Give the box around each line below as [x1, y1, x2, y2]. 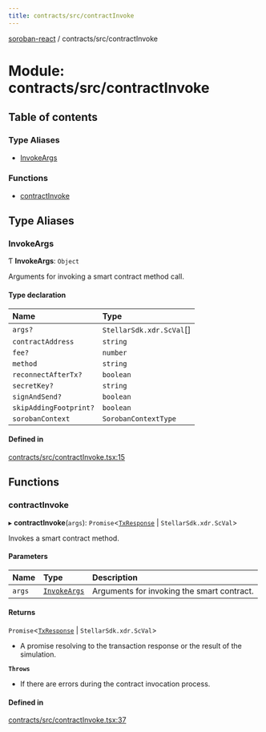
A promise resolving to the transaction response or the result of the [19, 641, 242, 650]
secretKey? [12, 381, 54, 390]
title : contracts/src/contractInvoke [8, 11, 135, 20]
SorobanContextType [102, 414, 177, 423]
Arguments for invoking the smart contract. [91, 585, 254, 597]
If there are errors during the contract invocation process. [19, 678, 211, 689]
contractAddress [12, 337, 75, 346]
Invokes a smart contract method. [8, 533, 120, 543]
